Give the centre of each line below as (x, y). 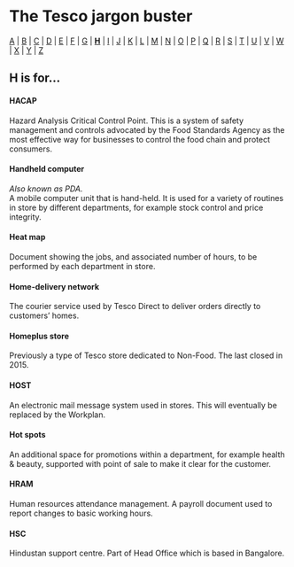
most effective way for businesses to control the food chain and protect (139, 139)
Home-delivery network (54, 286)
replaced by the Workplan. (58, 415)
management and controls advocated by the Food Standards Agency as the (147, 129)
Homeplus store (39, 336)
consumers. (31, 149)
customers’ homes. (44, 315)
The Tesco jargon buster (101, 16)
